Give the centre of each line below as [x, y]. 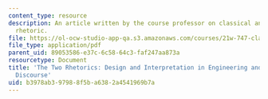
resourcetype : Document [48, 61]
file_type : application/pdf [55, 46]
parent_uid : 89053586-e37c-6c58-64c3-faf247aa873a [94, 53]
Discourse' [33, 75]
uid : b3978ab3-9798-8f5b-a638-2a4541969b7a [82, 82]
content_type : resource [48, 16]
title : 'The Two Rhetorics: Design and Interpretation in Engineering [128, 68]
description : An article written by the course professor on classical [130, 23]
